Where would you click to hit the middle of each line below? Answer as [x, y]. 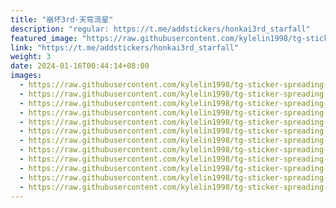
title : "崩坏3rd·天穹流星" [62, 19]
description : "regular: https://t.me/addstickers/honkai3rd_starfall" [160, 29]
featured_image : [44, 38]
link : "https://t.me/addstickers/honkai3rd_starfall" [125, 47]
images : [26, 76]
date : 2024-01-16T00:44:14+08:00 [80, 66]
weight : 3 [31, 57]
